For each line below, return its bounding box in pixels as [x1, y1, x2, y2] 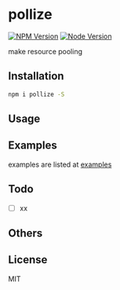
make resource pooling [8, 46, 82, 56]
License [8, 253, 48, 266]
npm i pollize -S [8, 90, 65, 98]
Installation [8, 69, 64, 83]
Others [8, 226, 43, 240]
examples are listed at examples [8, 160, 112, 169]
